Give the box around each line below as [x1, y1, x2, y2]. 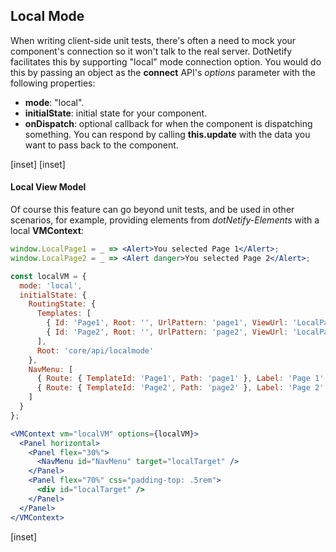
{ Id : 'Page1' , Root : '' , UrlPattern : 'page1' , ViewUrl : [46, 318, 289, 328]
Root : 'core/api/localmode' [36, 345, 155, 356]
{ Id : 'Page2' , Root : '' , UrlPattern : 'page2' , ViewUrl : [46, 327, 289, 338]
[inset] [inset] [10, 158, 66, 170]
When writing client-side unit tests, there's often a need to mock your [10, 34, 297, 46]
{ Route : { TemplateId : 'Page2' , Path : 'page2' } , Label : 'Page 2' [36, 383, 325, 393]
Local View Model [10, 181, 87, 193]
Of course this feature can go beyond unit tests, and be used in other [10, 204, 295, 216]
